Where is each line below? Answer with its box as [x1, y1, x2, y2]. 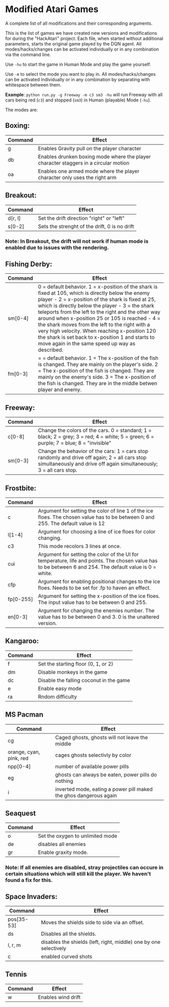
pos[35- [8, 916, 29, 923]
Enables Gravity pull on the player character [38, 145, 142, 152]
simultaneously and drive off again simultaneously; [38, 461, 158, 468]
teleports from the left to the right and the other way [38, 309, 161, 316]
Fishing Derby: [5, 260, 52, 268]
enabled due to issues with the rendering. [5, 244, 109, 251]
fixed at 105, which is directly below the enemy [38, 289, 150, 296]
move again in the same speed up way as [38, 340, 136, 347]
